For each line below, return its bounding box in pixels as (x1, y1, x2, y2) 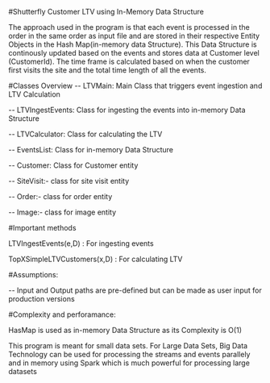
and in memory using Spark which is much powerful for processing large (8, 358, 250, 368)
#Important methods (8, 223, 77, 232)
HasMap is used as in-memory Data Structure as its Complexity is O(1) (8, 326, 242, 335)
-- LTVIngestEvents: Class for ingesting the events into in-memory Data (8, 105, 246, 114)
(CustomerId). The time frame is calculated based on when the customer (8, 56, 250, 66)
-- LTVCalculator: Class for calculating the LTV (8, 129, 163, 139)
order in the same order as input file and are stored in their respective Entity (8, 31, 260, 40)
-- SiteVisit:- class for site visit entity (8, 177, 130, 185)
